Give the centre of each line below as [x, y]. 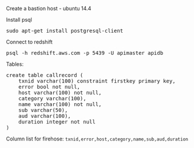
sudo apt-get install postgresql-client [65, 31]
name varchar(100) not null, [60, 104]
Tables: [15, 64]
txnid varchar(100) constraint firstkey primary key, [97, 81]
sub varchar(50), [43, 110]
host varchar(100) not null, [60, 93]
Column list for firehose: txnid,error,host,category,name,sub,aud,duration [97, 139]
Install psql [19, 20]
